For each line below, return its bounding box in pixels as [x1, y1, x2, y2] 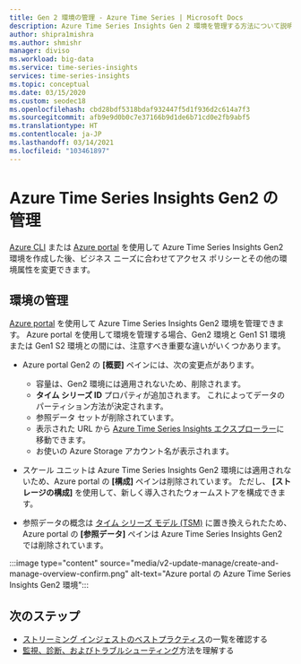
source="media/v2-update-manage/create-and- [99, 557, 279, 569]
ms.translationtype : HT [9, 122, 99, 131]
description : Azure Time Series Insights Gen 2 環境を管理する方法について [9, 22, 280, 30]
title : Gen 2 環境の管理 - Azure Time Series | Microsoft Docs [9, 13, 244, 22]
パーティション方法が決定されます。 [35, 401, 168, 412]
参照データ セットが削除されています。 [35, 412, 179, 423]
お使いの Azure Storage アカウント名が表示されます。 [35, 445, 235, 457]
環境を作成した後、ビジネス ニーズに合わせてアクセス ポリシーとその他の [9, 253, 280, 263]
